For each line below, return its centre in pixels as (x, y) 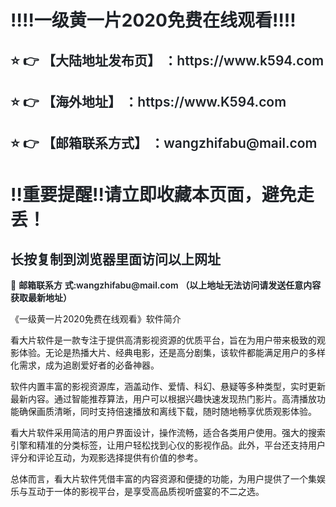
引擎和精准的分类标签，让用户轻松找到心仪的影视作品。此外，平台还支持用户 (168, 445)
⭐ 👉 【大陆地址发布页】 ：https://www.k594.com (167, 60)
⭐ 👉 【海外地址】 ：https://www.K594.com (148, 101)
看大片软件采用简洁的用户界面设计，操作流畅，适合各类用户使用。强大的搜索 (168, 433)
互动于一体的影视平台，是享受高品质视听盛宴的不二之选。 (146, 492)
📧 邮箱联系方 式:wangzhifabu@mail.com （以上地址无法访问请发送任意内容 (166, 285)
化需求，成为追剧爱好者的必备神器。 (85, 365)
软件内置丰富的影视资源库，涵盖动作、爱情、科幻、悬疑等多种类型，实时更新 (168, 387)
